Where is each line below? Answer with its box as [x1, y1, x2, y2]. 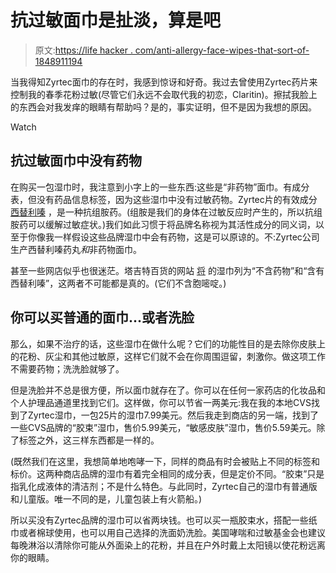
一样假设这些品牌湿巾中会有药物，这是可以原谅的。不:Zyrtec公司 [53, 231, 320, 243]
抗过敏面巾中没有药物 [10, 152, 142, 170]
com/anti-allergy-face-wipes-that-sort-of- [134, 44, 310, 56]
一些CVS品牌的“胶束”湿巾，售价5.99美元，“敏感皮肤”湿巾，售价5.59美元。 [10, 421, 317, 433]
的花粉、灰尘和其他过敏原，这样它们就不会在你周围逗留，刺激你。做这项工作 [10, 350, 326, 362]
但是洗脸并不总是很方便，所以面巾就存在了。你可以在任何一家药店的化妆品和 [10, 384, 326, 396]
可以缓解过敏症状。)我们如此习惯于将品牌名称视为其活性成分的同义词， [27, 218, 317, 230]
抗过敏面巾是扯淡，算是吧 [10, 9, 222, 32]
